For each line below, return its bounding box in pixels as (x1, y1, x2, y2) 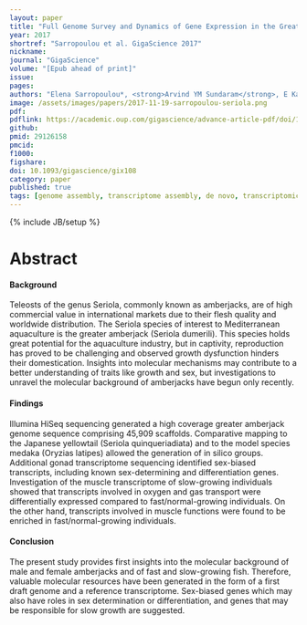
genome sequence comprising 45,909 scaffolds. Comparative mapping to (9, 428, 288, 439)
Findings (9, 398, 44, 409)
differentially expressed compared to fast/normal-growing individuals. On (9, 495, 286, 506)
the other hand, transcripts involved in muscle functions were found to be (9, 505, 286, 516)
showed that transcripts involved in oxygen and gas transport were (9, 485, 261, 497)
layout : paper (9, 13, 64, 23)
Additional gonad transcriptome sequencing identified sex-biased (9, 457, 257, 468)
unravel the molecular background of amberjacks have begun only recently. (9, 377, 294, 388)
